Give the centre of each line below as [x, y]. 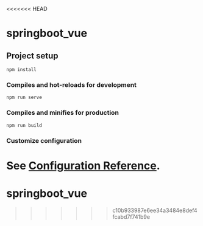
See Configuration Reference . [83, 166]
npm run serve [24, 98]
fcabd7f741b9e [131, 217]
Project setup [33, 56]
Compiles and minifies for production [62, 113]
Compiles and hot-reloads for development [72, 84]
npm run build [24, 125]
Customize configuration [44, 140]
